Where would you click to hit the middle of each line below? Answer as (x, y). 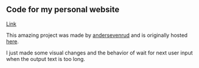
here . (12, 41)
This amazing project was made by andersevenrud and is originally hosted (97, 35)
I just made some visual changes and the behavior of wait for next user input (99, 53)
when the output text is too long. (46, 59)
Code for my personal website (63, 10)
